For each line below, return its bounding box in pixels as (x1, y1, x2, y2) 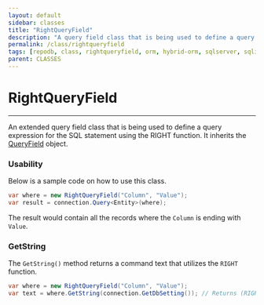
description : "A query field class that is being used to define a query (8, 33, 255, 42)
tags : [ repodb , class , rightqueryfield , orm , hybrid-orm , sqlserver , (8, 48, 241, 56)
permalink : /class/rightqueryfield (8, 41, 125, 49)
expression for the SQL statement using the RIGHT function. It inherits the (8, 130, 247, 140)
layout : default (8, 11, 61, 20)
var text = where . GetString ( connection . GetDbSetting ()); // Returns (8, 289, 237, 298)
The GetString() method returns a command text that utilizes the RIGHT (8, 259, 238, 268)
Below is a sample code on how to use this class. (8, 176, 167, 186)
